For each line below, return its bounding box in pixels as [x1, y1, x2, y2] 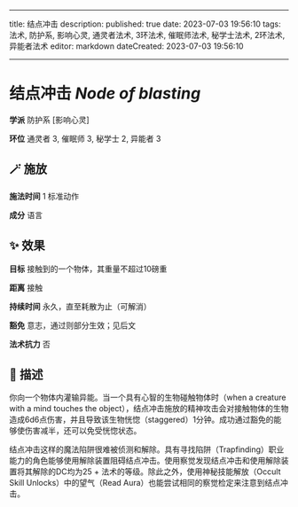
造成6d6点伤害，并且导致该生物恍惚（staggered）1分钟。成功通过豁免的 [9, 414, 274, 425]
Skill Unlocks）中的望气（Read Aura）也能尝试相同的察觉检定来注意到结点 [9, 478, 281, 488]
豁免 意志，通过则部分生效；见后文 [9, 320, 136, 331]
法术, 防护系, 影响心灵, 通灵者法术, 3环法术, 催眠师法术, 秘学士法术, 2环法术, [9, 30, 286, 40]
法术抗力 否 [9, 339, 51, 349]
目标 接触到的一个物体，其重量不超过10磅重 [9, 263, 168, 274]
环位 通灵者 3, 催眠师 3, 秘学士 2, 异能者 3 [9, 133, 161, 144]
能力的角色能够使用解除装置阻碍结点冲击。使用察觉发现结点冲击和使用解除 [9, 456, 281, 466]
